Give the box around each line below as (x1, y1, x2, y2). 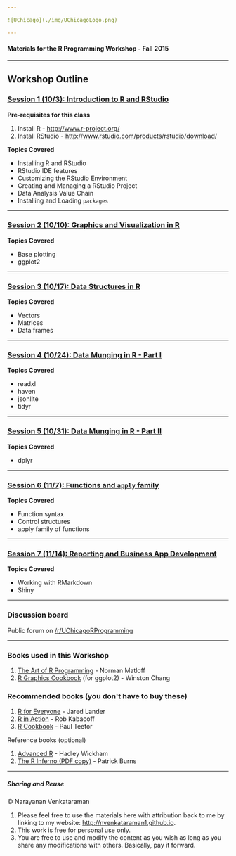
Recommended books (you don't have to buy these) (7, 691, 188, 701)
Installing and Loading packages (17, 196, 109, 205)
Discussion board (7, 610, 69, 620)
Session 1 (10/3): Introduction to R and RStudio (7, 94, 169, 104)
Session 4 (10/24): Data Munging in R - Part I (7, 350, 162, 360)
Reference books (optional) (7, 736, 86, 744)
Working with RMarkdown (17, 578, 93, 587)
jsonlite (17, 395, 39, 403)
